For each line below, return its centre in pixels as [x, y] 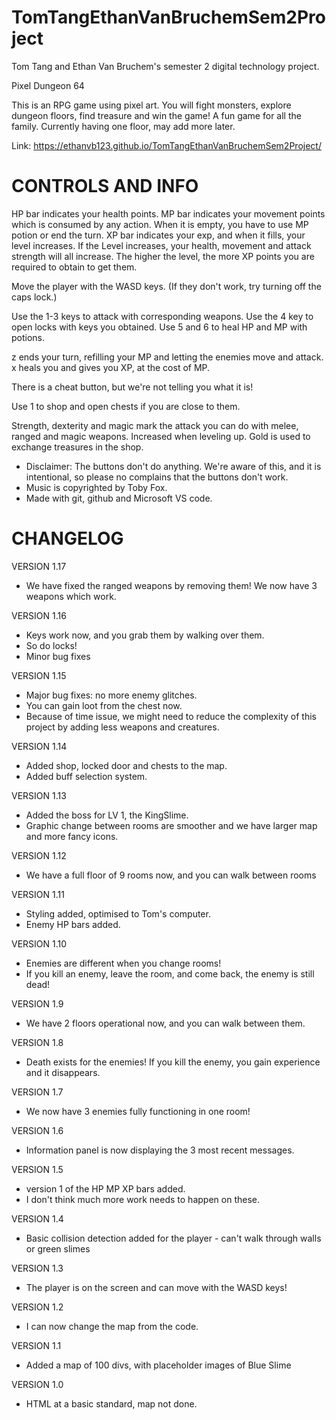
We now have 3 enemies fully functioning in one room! [138, 1111]
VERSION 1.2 [37, 1307]
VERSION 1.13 [39, 795]
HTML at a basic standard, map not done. [111, 1403]
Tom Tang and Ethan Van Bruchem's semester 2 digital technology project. [165, 66]
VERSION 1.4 [37, 1218]
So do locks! [51, 645]
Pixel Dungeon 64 [48, 85]
